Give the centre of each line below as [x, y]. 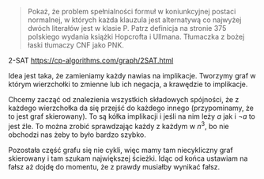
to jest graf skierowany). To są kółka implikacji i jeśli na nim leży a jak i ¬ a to [132, 116]
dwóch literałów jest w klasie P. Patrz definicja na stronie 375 [127, 28]
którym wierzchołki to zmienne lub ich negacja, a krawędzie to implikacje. [128, 84]
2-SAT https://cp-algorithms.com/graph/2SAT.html [91, 60]
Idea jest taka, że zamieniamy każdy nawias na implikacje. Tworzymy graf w [132, 76]
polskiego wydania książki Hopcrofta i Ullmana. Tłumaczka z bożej [136, 36]
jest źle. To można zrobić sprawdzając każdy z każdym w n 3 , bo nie [119, 126]
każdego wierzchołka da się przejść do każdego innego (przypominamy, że [131, 108]
